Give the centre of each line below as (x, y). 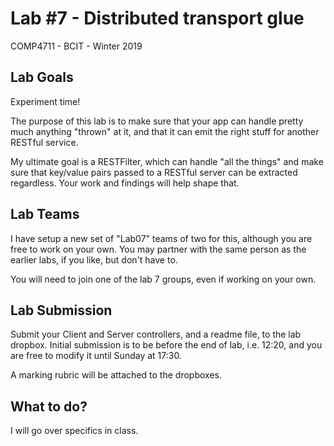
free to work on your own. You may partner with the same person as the (158, 249)
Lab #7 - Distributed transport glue (157, 18)
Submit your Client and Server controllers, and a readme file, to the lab (156, 334)
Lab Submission (61, 310)
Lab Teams (45, 214)
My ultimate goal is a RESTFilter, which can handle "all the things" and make (167, 161)
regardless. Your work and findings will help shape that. (125, 183)
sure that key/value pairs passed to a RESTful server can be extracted (154, 172)
